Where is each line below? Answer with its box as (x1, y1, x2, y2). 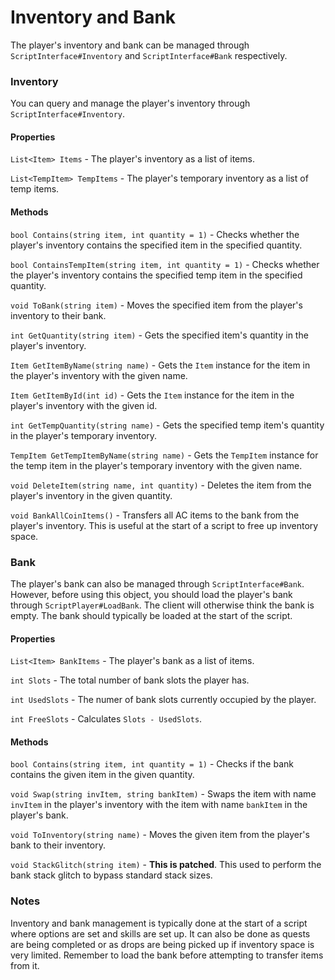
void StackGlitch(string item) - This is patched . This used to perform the (10, 859, 322, 871)
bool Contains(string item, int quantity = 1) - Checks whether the (10, 228, 300, 240)
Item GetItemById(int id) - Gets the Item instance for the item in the (10, 389, 295, 401)
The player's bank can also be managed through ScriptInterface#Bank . (10, 577, 305, 590)
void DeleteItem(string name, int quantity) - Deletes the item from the (10, 479, 312, 491)
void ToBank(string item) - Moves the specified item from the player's (10, 299, 303, 311)
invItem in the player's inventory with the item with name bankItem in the (10, 799, 308, 811)
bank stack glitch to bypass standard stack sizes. (10, 869, 213, 881)
